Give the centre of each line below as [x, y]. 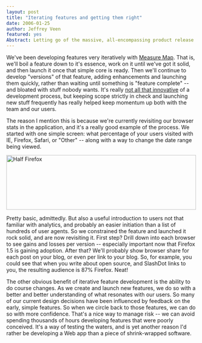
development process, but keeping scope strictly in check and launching [97, 96]
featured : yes [24, 35]
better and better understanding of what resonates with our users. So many [101, 294]
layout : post [23, 12]
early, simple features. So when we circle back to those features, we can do [101, 307]
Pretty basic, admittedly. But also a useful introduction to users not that [95, 218]
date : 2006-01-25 [28, 23]
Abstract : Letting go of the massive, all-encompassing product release [100, 40]
